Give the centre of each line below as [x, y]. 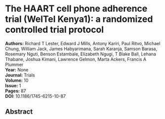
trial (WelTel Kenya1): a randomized [79, 19]
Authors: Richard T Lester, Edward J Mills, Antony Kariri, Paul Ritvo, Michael [83, 43]
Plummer [14, 64]
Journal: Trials [20, 75]
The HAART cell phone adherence [76, 9]
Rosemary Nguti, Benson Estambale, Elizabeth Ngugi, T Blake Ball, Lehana [81, 54]
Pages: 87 [16, 91]
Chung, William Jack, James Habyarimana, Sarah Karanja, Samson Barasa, [81, 49]
